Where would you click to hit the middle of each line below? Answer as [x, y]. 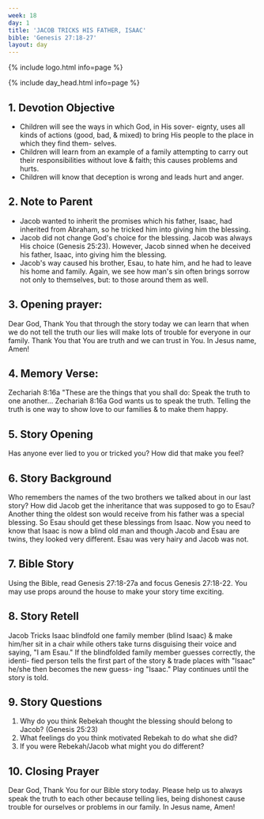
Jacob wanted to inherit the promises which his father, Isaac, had [126, 221]
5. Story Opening [51, 434]
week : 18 [23, 15]
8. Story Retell [43, 616]
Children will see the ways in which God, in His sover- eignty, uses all [132, 126]
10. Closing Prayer [54, 771]
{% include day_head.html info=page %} [74, 83]
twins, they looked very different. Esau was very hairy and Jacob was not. [128, 539]
